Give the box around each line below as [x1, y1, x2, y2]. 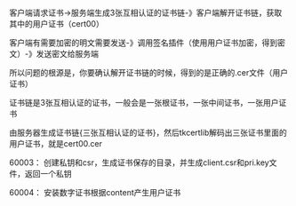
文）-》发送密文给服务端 [9, 49, 100, 59]
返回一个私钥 [24, 169, 72, 179]
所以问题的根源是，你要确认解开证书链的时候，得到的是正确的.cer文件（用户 [9, 67, 289, 78]
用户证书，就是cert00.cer [9, 139, 103, 149]
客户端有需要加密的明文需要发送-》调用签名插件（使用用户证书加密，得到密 [9, 37, 286, 48]
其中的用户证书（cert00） [9, 19, 104, 29]
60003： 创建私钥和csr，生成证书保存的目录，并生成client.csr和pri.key [9, 157, 269, 168]
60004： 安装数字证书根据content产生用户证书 [9, 187, 181, 198]
